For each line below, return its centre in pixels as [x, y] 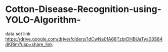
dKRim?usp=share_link [29, 44]
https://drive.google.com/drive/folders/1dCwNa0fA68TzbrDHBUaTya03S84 [84, 39]
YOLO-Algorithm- [43, 20]
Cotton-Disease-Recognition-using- [83, 9]
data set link [18, 33]
